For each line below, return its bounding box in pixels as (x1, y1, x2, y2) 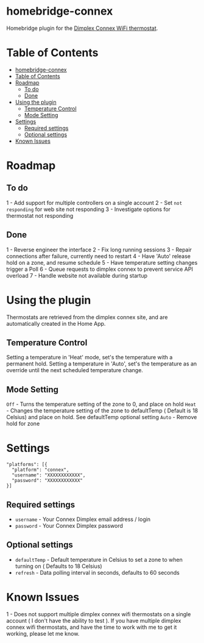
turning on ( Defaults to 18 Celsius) (15, 562, 102, 570)
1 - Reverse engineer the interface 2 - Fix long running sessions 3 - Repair (6, 246, 192, 253)
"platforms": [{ (6, 462, 47, 468)
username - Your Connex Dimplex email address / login (15, 515, 151, 523)
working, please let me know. (6, 630, 80, 637)
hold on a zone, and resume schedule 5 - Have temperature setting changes (6, 259, 198, 266)
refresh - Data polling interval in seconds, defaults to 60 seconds (15, 569, 180, 576)
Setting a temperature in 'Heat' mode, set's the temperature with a (6, 354, 173, 361)
